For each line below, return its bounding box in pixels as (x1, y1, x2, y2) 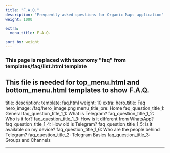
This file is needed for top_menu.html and (5, 78, 140, 87)
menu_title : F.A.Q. (10, 31, 51, 36)
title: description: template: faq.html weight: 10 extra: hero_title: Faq (5, 99, 146, 106)
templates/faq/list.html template (5, 63, 87, 70)
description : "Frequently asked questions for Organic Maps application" (5, 12, 164, 17)
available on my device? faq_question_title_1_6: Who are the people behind (5, 126, 160, 132)
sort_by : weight (5, 40, 39, 45)
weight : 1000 (5, 17, 33, 22)
